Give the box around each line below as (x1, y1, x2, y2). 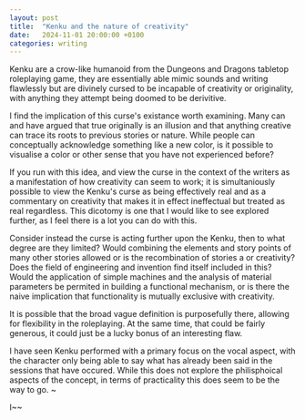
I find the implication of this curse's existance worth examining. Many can (9, 110, 286, 121)
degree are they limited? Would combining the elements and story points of (9, 242, 291, 253)
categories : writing (9, 38, 88, 48)
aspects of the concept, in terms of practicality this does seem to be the (9, 374, 280, 385)
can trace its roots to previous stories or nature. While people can (9, 129, 255, 141)
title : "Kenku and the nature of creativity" (9, 22, 189, 31)
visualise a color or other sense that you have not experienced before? (9, 149, 275, 160)
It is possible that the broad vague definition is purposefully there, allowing (9, 309, 290, 320)
